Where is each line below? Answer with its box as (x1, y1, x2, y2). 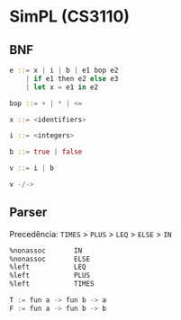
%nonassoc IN (9, 245, 83, 255)
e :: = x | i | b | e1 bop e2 (9, 66, 119, 75)
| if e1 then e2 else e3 (25, 74, 119, 83)
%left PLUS (9, 271, 91, 280)
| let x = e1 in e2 (25, 83, 99, 92)
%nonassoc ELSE (9, 254, 91, 263)
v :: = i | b (9, 164, 54, 173)
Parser (9, 205, 48, 220)
